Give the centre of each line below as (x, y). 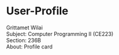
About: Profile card (29, 47)
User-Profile (37, 11)
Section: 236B (24, 40)
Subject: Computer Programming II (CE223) (60, 33)
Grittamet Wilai (25, 27)
